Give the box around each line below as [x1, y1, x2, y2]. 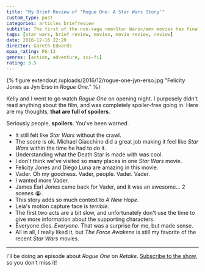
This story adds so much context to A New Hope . [15, 196, 139, 203]
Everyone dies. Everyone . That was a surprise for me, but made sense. [15, 221, 193, 229]
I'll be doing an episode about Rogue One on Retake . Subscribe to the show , [6, 252, 198, 259]
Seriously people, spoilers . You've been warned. [6, 119, 129, 127]
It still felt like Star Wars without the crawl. [15, 131, 122, 139]
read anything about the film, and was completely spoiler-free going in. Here [6, 101, 198, 108]
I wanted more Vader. [15, 176, 69, 184]
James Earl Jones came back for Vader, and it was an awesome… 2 [15, 183, 185, 190]
